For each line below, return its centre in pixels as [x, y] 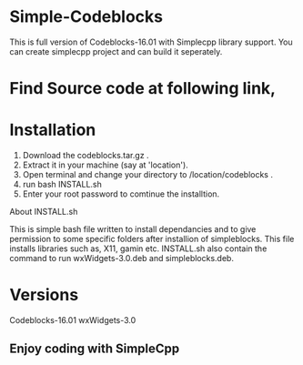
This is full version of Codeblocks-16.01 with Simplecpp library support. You [151, 42]
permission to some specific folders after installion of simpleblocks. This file [152, 239]
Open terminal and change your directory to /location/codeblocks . [147, 175]
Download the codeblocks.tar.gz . [86, 156]
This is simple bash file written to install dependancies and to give [133, 229]
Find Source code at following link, [142, 89]
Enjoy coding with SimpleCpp [95, 349]
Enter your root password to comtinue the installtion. [121, 194]
